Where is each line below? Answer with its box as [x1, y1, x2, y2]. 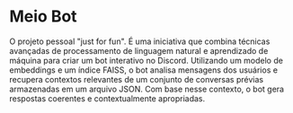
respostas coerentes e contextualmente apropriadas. [9, 92, 206, 104]
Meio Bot [9, 6, 78, 27]
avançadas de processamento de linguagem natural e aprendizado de [9, 45, 269, 56]
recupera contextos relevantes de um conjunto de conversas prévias [9, 74, 263, 84]
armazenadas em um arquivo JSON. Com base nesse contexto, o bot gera [9, 83, 285, 94]
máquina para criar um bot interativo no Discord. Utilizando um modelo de [9, 55, 283, 65]
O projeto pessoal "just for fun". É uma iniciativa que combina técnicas [9, 36, 271, 47]
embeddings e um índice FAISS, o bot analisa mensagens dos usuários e [9, 65, 279, 75]
